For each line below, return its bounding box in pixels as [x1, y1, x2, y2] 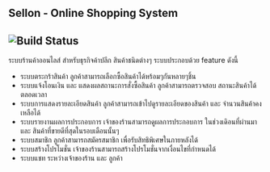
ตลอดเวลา [19, 90, 48, 99]
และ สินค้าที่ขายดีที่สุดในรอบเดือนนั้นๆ [19, 126, 120, 136]
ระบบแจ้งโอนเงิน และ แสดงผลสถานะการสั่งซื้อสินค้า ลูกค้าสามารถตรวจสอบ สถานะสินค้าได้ [19, 81, 257, 90]
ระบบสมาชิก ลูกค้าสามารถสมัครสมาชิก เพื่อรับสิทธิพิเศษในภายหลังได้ [19, 135, 198, 145]
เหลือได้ [19, 108, 41, 118]
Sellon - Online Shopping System [8, 6, 179, 20]
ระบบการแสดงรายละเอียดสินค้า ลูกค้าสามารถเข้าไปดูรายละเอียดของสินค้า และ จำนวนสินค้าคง [19, 99, 263, 108]
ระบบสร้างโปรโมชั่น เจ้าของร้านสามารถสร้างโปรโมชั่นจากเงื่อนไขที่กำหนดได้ [19, 145, 217, 154]
